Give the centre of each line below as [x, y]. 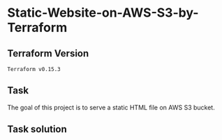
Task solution [37, 129]
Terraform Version [48, 53]
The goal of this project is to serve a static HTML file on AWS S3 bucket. [111, 107]
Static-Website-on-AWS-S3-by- [103, 13]
